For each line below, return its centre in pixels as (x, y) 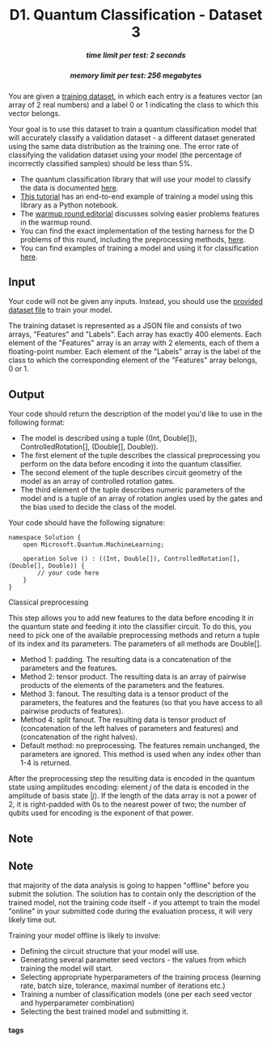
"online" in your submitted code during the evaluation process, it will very (131, 911)
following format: (37, 422)
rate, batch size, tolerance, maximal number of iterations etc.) (123, 985)
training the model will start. (66, 968)
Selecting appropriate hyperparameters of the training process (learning (140, 977)
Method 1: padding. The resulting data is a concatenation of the (126, 660)
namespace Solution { (45, 538)
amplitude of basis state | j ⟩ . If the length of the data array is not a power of (133, 796)
